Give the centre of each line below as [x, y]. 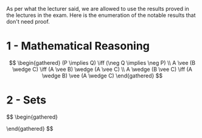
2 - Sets [26, 100]
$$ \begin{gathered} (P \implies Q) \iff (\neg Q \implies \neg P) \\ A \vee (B [102, 62]
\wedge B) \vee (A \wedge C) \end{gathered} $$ [102, 76]
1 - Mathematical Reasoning [78, 46]
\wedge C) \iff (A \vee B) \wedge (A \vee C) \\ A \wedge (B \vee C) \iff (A [102, 69]
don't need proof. [28, 21]
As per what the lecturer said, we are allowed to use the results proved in [98, 9]
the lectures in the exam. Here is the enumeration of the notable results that [101, 15]
